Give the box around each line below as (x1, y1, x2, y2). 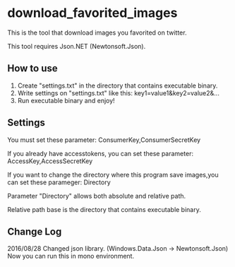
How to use (7, 62, 58, 75)
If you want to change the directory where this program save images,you (7, 170, 219, 179)
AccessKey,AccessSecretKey (7, 157, 93, 165)
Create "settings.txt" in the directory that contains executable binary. (17, 81, 218, 90)
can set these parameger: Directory (7, 178, 111, 186)
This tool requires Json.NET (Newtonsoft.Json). (7, 42, 146, 50)
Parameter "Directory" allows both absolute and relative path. (7, 191, 186, 200)
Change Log (7, 225, 62, 237)
